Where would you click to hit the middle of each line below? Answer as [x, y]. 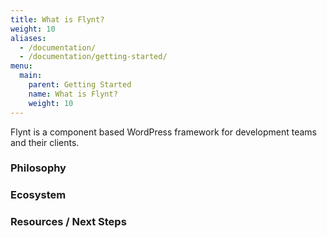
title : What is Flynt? [57, 19]
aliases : [28, 38]
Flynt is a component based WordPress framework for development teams [163, 132]
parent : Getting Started [80, 85]
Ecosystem [38, 195]
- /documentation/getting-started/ [93, 57]
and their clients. [45, 142]
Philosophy [38, 168]
